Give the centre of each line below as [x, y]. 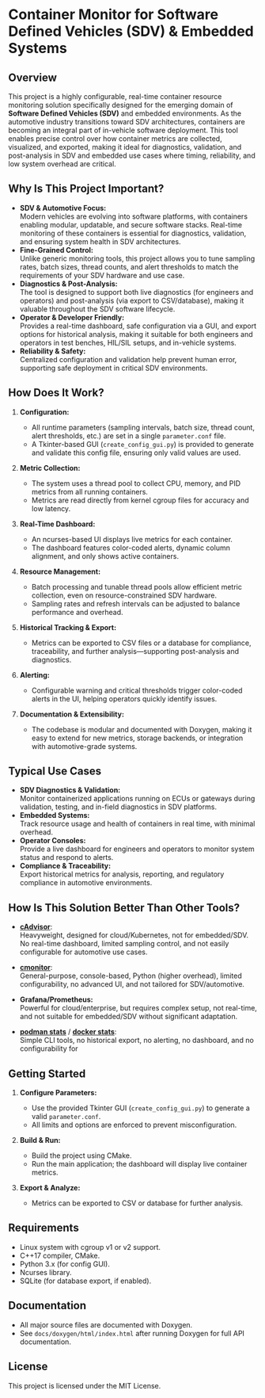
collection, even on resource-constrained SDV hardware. [124, 595]
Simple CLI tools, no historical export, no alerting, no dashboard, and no [137, 1041]
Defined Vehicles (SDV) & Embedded [131, 31]
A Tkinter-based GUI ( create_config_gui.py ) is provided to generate [143, 444]
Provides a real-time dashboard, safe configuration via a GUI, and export [138, 326]
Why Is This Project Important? [86, 189]
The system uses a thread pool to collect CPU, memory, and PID [136, 483]
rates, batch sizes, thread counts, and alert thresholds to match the [129, 266]
